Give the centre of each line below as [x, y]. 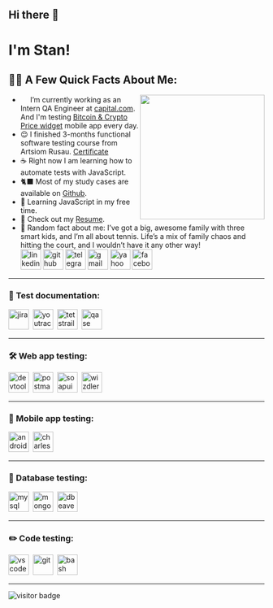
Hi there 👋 [34, 15]
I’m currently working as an [76, 100]
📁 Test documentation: [54, 296]
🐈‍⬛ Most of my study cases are [74, 182]
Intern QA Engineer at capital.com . [78, 109]
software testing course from [69, 143]
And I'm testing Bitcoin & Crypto [74, 117]
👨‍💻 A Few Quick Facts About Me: [93, 79]
